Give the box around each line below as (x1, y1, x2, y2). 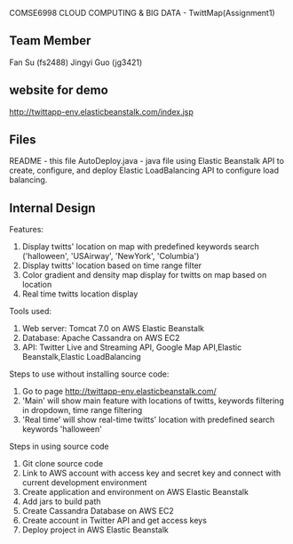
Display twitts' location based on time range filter (21, 260, 202, 271)
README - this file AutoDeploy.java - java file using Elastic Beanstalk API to (9, 156, 284, 166)
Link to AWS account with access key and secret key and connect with (21, 467, 281, 479)
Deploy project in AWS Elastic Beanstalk (21, 524, 169, 535)
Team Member (9, 33, 91, 48)
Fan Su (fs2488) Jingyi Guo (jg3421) (9, 57, 143, 68)
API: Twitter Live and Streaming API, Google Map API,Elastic (21, 342, 242, 353)
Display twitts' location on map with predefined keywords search (21, 241, 260, 252)
